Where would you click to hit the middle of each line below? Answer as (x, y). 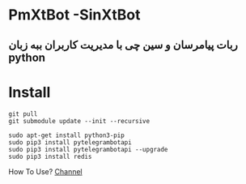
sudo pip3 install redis (50, 156)
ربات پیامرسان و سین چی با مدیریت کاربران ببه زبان (123, 45)
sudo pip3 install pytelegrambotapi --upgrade (88, 149)
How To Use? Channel (45, 171)
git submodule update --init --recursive (79, 121)
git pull (23, 114)
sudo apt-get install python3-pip (67, 135)
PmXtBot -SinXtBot (74, 15)
